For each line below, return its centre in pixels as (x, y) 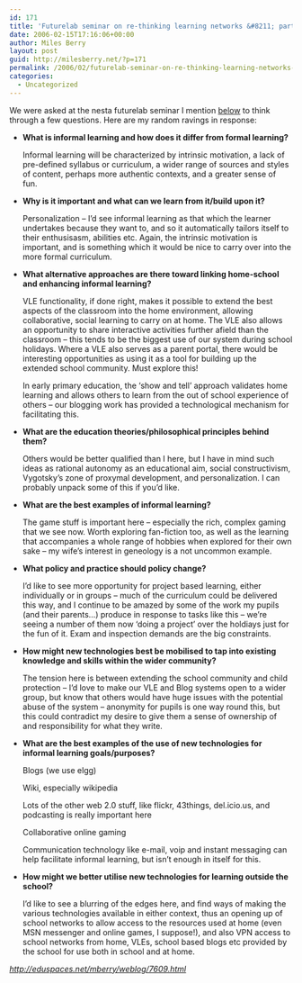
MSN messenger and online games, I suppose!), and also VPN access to (156, 932)
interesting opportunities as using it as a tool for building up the (139, 358)
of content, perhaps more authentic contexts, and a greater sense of (149, 174)
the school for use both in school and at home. (108, 951)
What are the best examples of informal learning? (116, 504)
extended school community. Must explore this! (110, 368)
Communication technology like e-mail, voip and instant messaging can (155, 849)
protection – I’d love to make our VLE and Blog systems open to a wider (154, 687)
